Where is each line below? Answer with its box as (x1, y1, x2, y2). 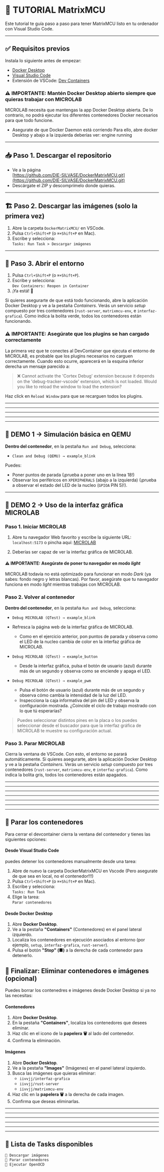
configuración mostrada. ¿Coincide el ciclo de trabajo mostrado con (19, 702, 157, 708)
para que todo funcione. (5, 118, 54, 123)
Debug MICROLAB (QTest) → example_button (12, 654, 98, 659)
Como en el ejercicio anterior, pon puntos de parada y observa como (19, 633, 158, 639)
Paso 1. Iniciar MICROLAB (5, 523, 66, 530)
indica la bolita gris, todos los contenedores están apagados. (5, 772, 128, 778)
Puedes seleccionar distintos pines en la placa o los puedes (17, 717, 138, 723)
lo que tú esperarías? (19, 708, 62, 714)
